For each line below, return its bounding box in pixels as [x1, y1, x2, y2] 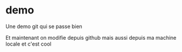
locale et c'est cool [5, 40, 51, 47]
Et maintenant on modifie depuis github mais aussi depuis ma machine [5, 34, 177, 41]
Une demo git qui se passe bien [5, 23, 83, 30]
